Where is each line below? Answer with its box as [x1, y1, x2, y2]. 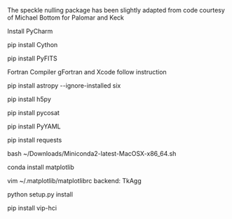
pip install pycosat [7, 109, 60, 117]
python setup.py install [7, 190, 74, 199]
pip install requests [7, 136, 62, 144]
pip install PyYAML [7, 122, 61, 131]
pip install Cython [7, 41, 58, 48]
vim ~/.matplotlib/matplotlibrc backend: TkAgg [7, 177, 142, 185]
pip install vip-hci [7, 204, 57, 212]
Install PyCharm [7, 27, 53, 35]
